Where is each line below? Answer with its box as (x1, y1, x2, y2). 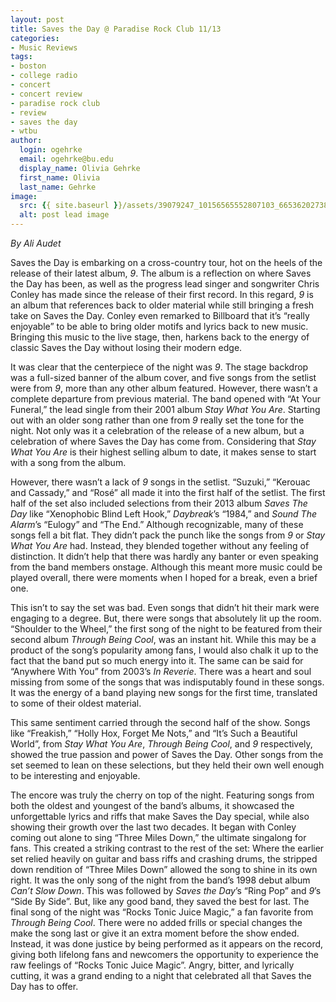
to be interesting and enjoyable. (10, 770, 141, 781)
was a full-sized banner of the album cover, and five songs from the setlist (10, 372, 317, 383)
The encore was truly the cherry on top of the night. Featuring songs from (10, 789, 315, 801)
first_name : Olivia (19, 172, 101, 183)
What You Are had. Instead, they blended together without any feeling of (10, 540, 310, 551)
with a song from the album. (10, 457, 127, 468)
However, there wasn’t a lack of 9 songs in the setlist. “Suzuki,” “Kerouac (10, 476, 311, 488)
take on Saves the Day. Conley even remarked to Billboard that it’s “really (10, 310, 310, 321)
